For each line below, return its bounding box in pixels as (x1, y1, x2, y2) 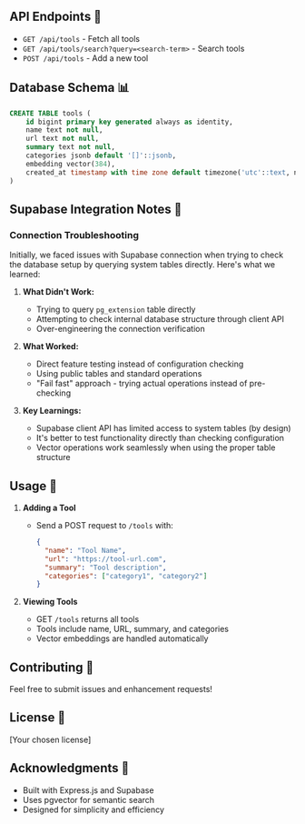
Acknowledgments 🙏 (9, 760, 130, 776)
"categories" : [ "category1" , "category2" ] (44, 571, 208, 580)
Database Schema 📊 (9, 80, 130, 95)
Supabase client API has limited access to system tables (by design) (35, 423, 292, 434)
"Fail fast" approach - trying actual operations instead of (35, 378, 248, 389)
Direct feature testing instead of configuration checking (35, 358, 244, 369)
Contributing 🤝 (9, 659, 94, 675)
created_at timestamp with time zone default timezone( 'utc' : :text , (25, 167, 290, 177)
